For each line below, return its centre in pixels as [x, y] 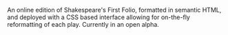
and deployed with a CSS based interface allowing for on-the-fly [99, 17]
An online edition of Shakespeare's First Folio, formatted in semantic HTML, [114, 10]
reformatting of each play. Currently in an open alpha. [83, 24]
